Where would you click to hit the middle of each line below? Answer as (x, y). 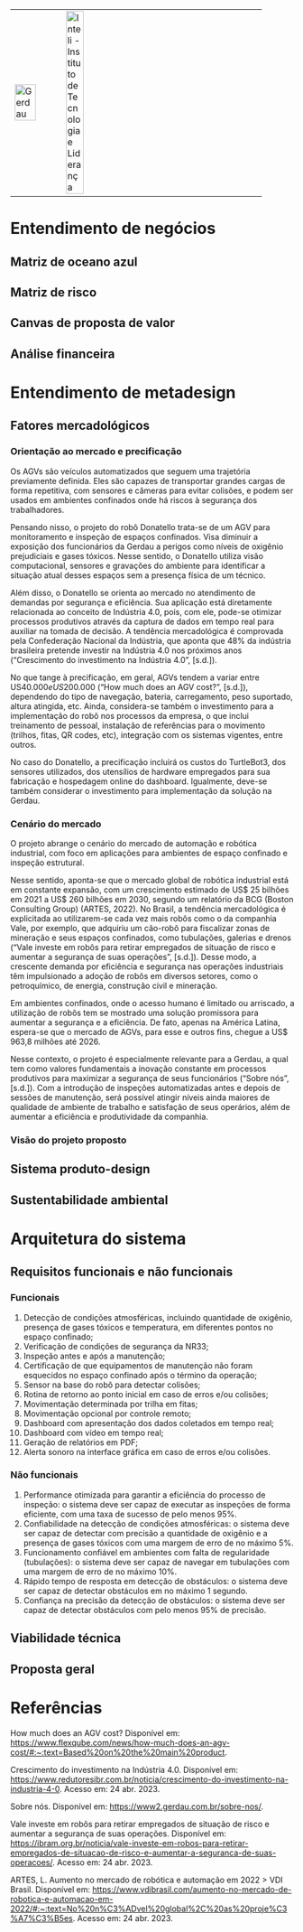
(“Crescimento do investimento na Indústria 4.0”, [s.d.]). (114, 659)
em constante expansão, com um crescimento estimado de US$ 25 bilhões (150, 890)
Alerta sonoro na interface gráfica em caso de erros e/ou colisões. (147, 1451)
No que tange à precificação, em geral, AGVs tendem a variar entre (135, 677)
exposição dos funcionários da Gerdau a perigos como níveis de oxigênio (147, 546)
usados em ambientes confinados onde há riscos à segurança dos (134, 499)
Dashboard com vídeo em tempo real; (93, 1433)
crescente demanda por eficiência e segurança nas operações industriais (147, 966)
